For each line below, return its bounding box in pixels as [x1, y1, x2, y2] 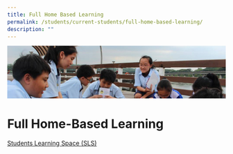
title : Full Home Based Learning [7, 11, 104, 18]
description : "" [7, 26, 54, 32]
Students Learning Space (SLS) [7, 139, 97, 147]
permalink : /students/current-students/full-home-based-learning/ [7, 18, 203, 26]
